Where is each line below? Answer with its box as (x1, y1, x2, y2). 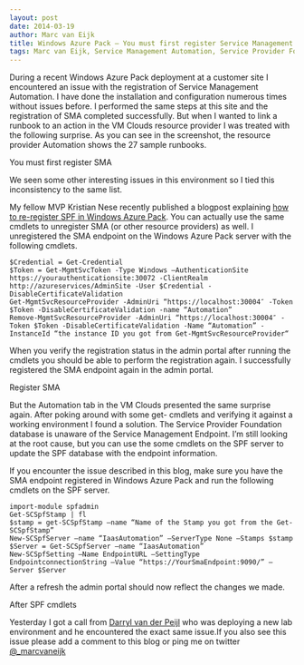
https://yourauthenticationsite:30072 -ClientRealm (9, 274, 208, 283)
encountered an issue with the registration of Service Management (9, 82, 259, 93)
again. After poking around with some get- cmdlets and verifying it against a (9, 409, 293, 420)
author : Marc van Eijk (9, 30, 95, 39)
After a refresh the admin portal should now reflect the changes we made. (9, 582, 285, 592)
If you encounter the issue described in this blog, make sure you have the (9, 465, 283, 476)
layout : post (9, 13, 59, 23)
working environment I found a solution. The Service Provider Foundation (9, 419, 282, 430)
